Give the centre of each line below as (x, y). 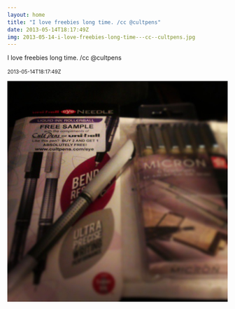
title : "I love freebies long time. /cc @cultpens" (84, 22)
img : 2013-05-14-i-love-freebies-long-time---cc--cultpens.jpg (101, 37)
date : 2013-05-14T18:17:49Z (48, 29)
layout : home (26, 15)
